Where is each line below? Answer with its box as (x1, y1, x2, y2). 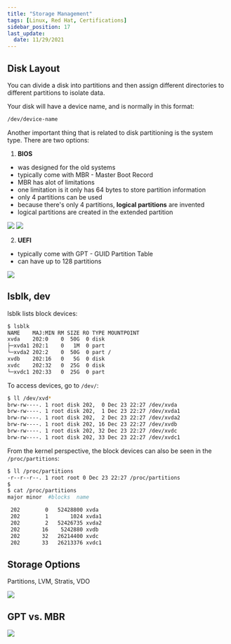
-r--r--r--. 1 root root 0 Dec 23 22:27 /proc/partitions (7, 474, 180, 481)
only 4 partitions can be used (17, 192, 103, 201)
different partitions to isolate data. (7, 88, 105, 97)
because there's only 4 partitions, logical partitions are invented (17, 200, 205, 209)
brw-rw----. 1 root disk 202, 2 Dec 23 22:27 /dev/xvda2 (7, 414, 180, 421)
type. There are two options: (7, 136, 90, 144)
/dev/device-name (7, 115, 58, 123)
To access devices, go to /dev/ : (7, 381, 99, 390)
